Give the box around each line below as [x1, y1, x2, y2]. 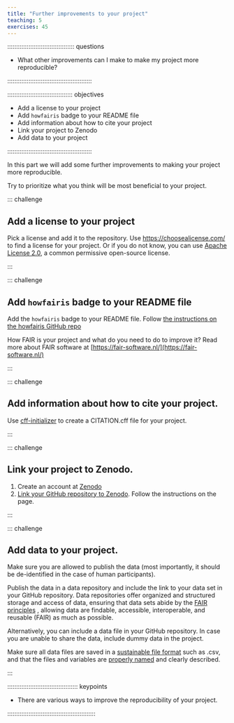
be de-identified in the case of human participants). [7, 570, 156, 578]
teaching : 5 [7, 17, 42, 24]
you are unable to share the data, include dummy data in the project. [7, 634, 204, 643]
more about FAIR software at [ [7, 343, 93, 351]
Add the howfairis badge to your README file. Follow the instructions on [7, 315, 217, 323]
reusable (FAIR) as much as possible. [7, 613, 114, 622]
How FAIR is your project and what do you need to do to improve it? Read [7, 336, 218, 344]
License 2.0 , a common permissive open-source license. [7, 249, 170, 257]
